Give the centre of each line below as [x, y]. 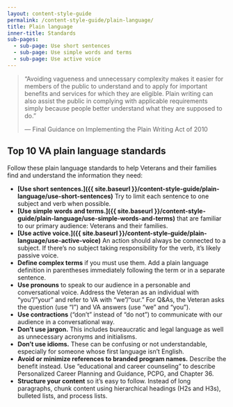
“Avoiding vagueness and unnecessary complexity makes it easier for [124, 79]
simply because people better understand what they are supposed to [123, 108]
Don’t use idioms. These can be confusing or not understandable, [112, 344]
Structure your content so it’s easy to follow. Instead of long [104, 381]
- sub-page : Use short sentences [62, 46]
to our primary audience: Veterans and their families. [93, 225]
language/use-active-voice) [59, 240]
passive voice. [38, 255]
